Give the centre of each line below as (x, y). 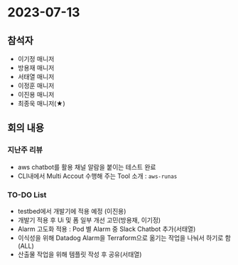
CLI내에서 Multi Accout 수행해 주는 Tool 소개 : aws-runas (97, 176)
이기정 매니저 (36, 59)
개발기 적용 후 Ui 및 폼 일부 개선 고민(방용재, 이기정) (89, 220)
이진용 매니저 (36, 94)
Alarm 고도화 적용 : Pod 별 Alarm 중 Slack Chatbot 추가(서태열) (107, 229)
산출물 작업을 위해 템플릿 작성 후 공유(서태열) (80, 254)
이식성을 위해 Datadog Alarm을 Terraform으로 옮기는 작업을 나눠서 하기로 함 (124, 238)
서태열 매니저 (36, 77)
